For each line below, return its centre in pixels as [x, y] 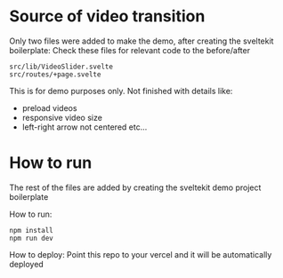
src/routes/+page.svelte [55, 74]
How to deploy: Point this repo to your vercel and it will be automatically [141, 254]
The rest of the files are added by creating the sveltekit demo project [135, 187]
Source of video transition [107, 16]
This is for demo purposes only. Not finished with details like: [121, 91]
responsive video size [62, 117]
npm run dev [31, 238]
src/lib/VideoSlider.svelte [61, 67]
